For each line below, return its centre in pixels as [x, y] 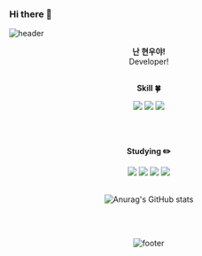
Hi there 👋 [31, 14]
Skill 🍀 [149, 89]
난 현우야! [149, 51]
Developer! [149, 62]
